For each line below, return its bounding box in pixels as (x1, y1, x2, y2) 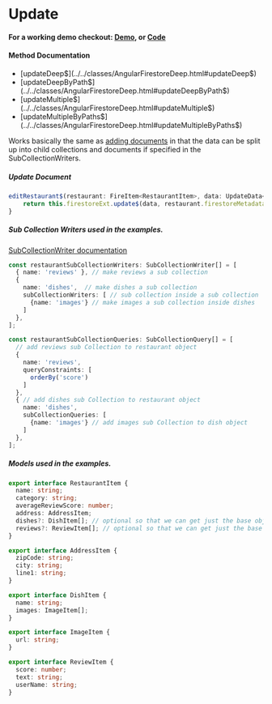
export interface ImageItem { (8, 629, 111, 637)
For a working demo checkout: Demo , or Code (8, 32, 166, 41)
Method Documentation (8, 50, 91, 61)
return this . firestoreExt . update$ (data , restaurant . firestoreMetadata (23, 199, 266, 207)
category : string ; (15, 494, 79, 502)
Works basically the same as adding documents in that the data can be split (8, 135, 261, 146)
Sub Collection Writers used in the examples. (8, 224, 164, 235)
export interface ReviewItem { (8, 658, 114, 667)
